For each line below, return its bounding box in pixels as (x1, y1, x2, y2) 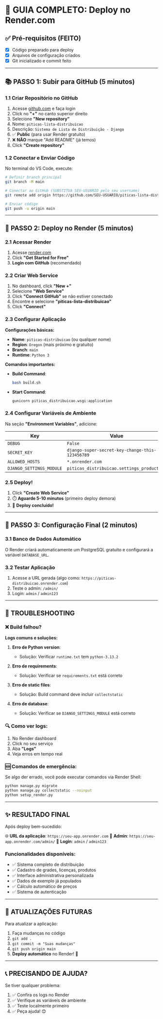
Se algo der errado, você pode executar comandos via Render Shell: (5, 774, 142, 780)
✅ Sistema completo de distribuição (12, 861, 84, 867)
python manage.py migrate (5, 784, 57, 789)
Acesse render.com (12, 250, 51, 256)
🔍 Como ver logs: (5, 722, 48, 729)
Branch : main (12, 347, 38, 352)
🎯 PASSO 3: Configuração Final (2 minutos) (5, 521, 138, 529)
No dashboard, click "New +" (12, 283, 72, 289)
